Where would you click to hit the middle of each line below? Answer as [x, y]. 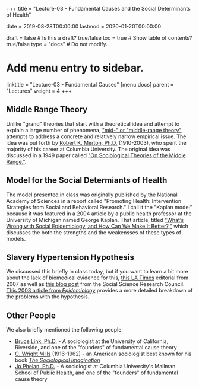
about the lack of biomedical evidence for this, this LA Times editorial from [97, 278]
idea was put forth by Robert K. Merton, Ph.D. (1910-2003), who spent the [96, 142]
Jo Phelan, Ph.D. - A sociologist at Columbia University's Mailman [95, 367]
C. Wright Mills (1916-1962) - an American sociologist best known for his [103, 354]
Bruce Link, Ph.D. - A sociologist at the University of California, [91, 341]
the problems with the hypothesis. [48, 297]
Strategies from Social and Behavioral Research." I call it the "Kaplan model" [99, 207]
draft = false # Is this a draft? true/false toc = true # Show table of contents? [99, 38]
